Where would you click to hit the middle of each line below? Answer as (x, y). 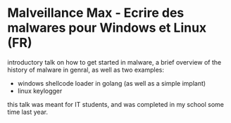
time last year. (27, 112)
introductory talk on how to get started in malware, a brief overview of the (114, 62)
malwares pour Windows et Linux (107, 28)
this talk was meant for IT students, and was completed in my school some (115, 104)
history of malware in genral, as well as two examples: (86, 70)
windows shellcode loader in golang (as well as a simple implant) (112, 83)
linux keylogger (40, 91)
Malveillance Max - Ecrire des (96, 13)
